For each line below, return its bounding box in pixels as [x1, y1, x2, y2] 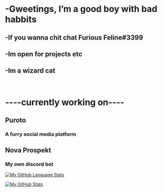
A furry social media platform [5, 131, 76, 138]
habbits [5, 14, 37, 25]
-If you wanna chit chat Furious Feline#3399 [5, 33, 143, 42]
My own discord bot [5, 161, 54, 168]
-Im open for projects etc [5, 50, 83, 58]
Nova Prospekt [5, 146, 51, 154]
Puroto [5, 116, 26, 124]
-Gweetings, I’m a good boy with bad [5, 3, 158, 15]
